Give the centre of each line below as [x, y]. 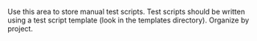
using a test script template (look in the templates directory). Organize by [128, 20]
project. [20, 29]
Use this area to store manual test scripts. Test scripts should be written [126, 12]
